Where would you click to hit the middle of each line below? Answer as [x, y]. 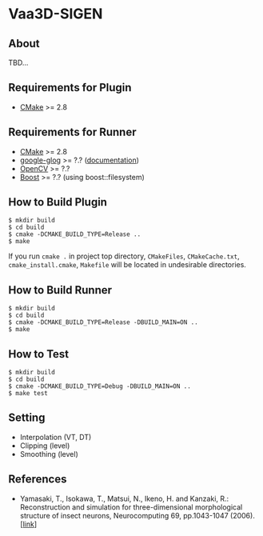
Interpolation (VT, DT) [56, 437]
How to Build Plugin [58, 202]
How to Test [39, 354]
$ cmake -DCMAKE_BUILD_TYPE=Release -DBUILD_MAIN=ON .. [103, 322]
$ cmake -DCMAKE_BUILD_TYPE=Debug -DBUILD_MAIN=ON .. [100, 386]
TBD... [18, 62]
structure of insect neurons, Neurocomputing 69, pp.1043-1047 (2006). [137, 515]
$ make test [28, 394]
